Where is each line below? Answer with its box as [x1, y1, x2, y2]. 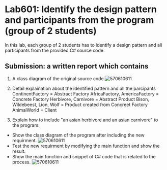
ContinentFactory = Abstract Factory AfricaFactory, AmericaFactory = [12, 90, 159, 97]
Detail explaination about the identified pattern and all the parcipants [12, 85, 156, 91]
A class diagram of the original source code [12, 75, 104, 82]
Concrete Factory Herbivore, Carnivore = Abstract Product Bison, [12, 96, 150, 102]
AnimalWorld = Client [12, 107, 57, 113]
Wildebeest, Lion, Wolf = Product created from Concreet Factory [12, 101, 148, 108]
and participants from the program [5, 14, 154, 26]
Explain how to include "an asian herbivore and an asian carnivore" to [12, 117, 158, 123]
